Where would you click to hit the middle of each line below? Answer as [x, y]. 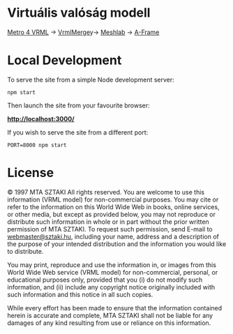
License [31, 173]
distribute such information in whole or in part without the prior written [108, 222]
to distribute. [25, 251]
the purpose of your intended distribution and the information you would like [117, 244]
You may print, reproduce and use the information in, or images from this [112, 265]
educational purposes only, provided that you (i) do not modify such [105, 280]
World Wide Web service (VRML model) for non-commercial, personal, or [113, 272]
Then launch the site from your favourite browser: [78, 105]
